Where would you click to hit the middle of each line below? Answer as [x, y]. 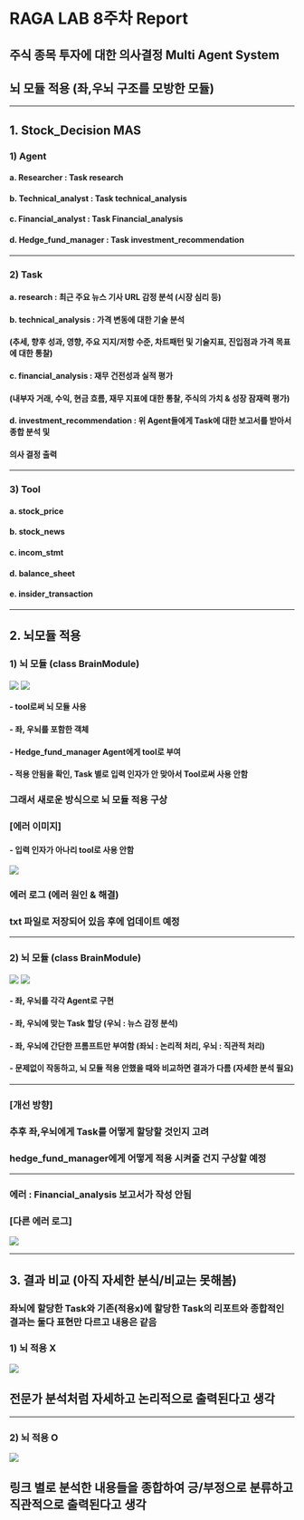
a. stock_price [37, 511]
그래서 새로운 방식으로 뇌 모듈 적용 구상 [89, 800]
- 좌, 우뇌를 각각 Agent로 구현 [62, 1001]
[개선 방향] [31, 1105]
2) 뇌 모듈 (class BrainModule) [76, 958]
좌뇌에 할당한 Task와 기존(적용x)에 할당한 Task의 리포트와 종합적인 [147, 1308]
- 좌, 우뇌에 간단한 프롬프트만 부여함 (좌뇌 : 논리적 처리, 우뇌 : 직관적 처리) [137, 1046]
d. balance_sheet [42, 573]
